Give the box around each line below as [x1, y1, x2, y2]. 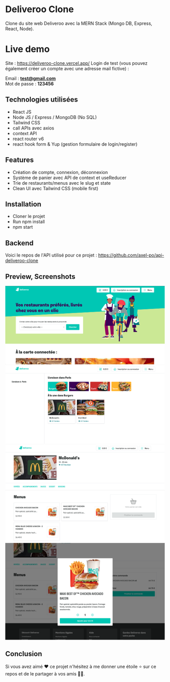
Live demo [5, 44, 50, 55]
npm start [12, 224, 33, 230]
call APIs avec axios [12, 125, 55, 131]
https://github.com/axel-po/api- [98, 252, 164, 259]
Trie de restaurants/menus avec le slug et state [12, 180, 111, 186]
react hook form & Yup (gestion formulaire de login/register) [12, 141, 138, 147]
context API [12, 130, 37, 136]
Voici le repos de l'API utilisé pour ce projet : [5, 252, 97, 259]
